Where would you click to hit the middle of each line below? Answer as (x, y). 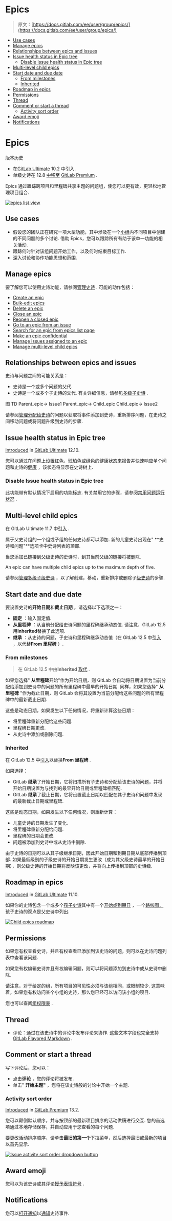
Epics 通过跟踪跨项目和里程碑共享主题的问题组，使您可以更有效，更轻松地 (83, 186)
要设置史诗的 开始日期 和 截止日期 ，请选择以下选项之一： (64, 607)
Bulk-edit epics (29, 303)
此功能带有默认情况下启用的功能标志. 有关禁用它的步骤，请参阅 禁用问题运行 (85, 493)
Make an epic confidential (40, 336)
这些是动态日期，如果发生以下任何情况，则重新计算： (61, 812)
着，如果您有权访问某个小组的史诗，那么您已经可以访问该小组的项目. (78, 992)
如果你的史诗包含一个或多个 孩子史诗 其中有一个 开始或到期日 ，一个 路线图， (84, 905)
